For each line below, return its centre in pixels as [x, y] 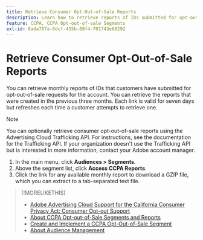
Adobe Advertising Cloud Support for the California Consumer [108, 205]
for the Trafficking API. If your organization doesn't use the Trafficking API [98, 144]
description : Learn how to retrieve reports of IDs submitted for [92, 18]
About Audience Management [67, 230]
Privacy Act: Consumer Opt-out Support [80, 211]
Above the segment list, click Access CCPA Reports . [81, 168]
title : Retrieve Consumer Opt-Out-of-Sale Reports [71, 12]
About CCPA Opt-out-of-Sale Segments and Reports [95, 218]
